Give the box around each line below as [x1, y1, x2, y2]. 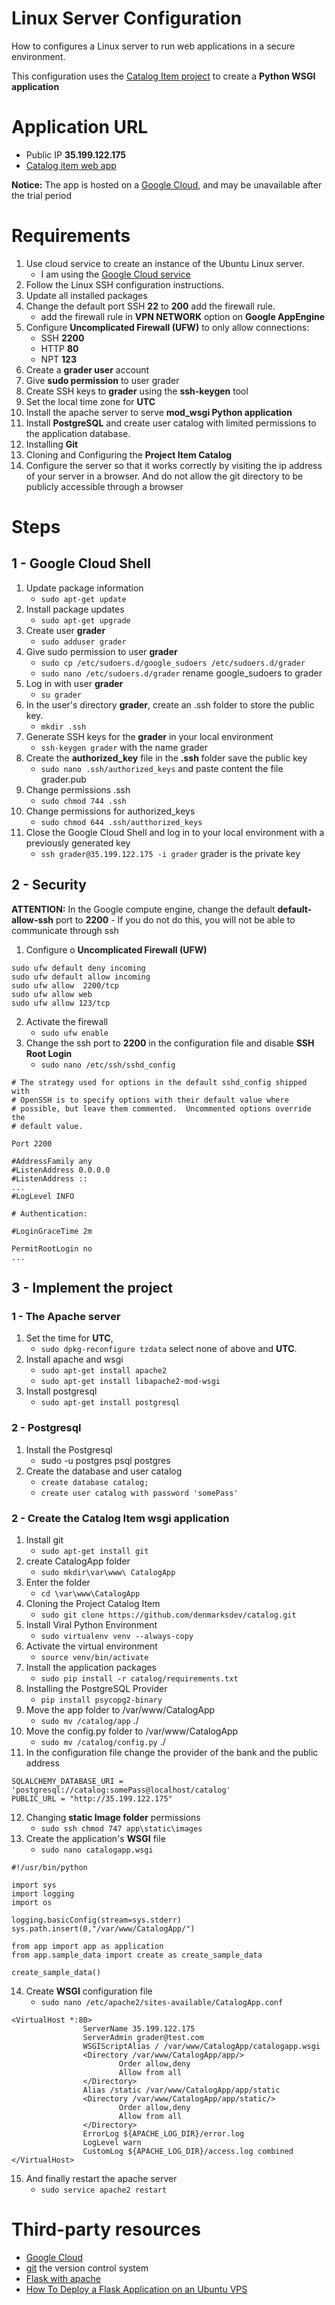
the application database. [25, 427, 131, 439]
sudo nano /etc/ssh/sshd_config [40, 1060, 176, 1070]
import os [11, 1897, 53, 1907]
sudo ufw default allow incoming [11, 972, 151, 982]
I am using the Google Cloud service [40, 268, 191, 280]
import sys [11, 1880, 57, 1890]
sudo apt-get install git [40, 1546, 149, 1556]
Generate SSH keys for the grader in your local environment [25, 730, 274, 742]
